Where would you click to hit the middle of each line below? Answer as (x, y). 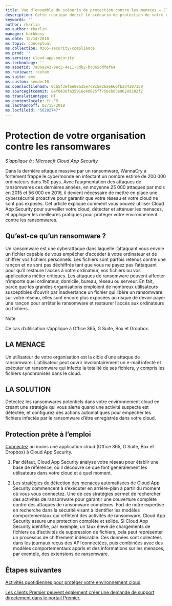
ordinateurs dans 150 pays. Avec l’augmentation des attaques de (73, 182)
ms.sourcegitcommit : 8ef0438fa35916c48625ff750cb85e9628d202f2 (74, 91)
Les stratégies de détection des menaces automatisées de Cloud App (86, 483)
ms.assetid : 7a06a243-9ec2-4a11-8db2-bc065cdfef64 (60, 67)
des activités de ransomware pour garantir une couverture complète (85, 499)
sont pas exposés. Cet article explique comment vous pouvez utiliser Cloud (85, 203)
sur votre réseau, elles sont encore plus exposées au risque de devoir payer (85, 297)
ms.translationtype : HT (31, 96)
